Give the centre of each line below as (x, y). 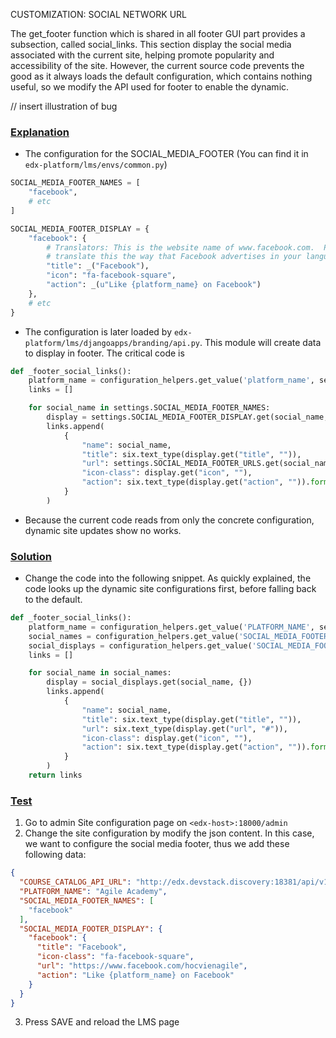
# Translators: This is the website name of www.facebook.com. (180, 247)
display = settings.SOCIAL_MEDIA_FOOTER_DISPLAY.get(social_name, (187, 417)
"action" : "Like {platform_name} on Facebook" (135, 975)
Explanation (40, 132)
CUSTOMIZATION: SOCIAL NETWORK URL (98, 14)
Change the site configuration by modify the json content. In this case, (169, 833)
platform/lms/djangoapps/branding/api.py (112, 343)
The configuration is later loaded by (98, 331)
